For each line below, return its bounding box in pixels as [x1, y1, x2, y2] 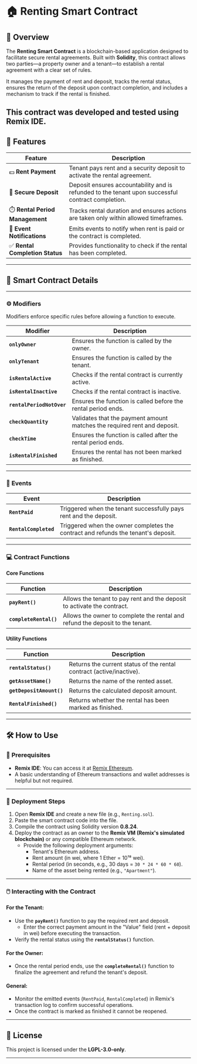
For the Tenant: [6, 904, 44, 911]
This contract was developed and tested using [6, 107, 179, 118]
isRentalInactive [9, 388, 57, 395]
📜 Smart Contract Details [6, 275, 98, 285]
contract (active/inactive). [69, 667, 140, 676]
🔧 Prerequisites [6, 751, 51, 759]
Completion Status [9, 249, 63, 257]
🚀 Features [6, 137, 46, 147]
